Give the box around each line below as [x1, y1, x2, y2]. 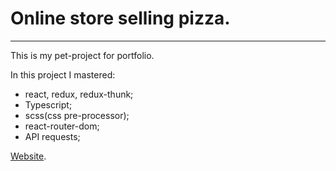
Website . [10, 150, 47, 162]
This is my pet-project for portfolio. [10, 49, 155, 61]
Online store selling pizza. [10, 7, 231, 30]
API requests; [24, 130, 81, 142]
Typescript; [24, 98, 73, 111]
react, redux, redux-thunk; [24, 88, 134, 100]
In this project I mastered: [10, 68, 116, 81]
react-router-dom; [24, 120, 100, 132]
